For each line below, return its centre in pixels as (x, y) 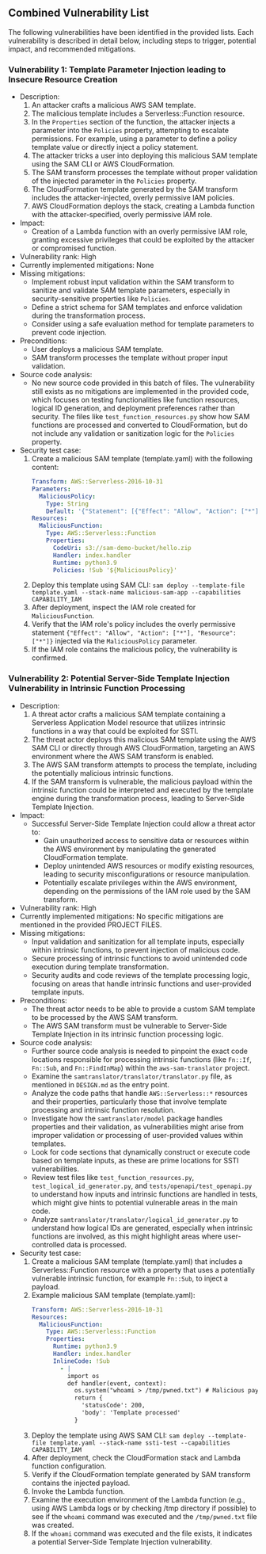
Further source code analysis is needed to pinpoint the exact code (139, 1051)
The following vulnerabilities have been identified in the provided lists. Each (131, 32)
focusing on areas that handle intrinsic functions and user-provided (141, 983)
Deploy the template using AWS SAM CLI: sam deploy (118, 1435)
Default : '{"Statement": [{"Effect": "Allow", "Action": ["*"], (154, 511)
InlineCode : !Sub (82, 1361)
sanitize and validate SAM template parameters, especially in (131, 290)
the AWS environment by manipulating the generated (129, 849)
